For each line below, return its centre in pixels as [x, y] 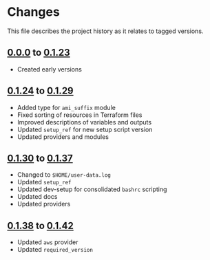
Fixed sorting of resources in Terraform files [80, 115]
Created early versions [50, 69]
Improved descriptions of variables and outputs [84, 122]
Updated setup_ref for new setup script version [85, 129]
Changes [33, 12]
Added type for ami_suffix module [66, 107]
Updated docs [37, 197]
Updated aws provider [48, 242]
